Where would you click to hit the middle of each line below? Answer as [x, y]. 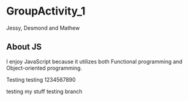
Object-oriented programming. [44, 68]
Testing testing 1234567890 [41, 79]
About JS [24, 47]
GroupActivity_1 [46, 11]
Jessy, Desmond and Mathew [43, 28]
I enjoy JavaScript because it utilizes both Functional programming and [94, 61]
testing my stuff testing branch [44, 91]
